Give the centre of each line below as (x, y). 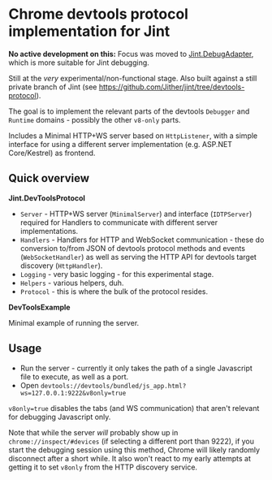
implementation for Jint (89, 31)
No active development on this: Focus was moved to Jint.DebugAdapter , (131, 54)
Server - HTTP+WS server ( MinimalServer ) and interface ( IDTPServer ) (136, 214)
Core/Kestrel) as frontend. (52, 153)
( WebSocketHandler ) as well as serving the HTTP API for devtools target (138, 257)
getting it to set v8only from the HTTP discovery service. (103, 467)
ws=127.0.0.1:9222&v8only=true (73, 393)
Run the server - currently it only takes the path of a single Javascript (136, 368)
